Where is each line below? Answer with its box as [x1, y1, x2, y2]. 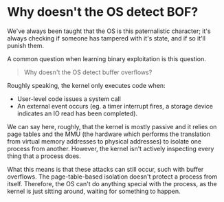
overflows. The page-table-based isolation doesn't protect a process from [7, 172, 218, 181]
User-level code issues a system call [16, 94, 122, 103]
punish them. [7, 41, 45, 49]
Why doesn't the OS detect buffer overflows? [23, 68, 153, 76]
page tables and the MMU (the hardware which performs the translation [7, 130, 211, 138]
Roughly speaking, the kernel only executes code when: [7, 81, 166, 89]
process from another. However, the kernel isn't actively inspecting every [7, 144, 214, 153]
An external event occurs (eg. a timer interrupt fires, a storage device [16, 102, 214, 110]
